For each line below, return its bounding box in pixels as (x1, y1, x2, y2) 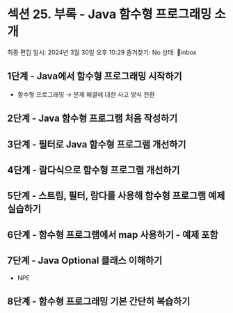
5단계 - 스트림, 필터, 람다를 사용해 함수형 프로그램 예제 (7, 190, 225, 202)
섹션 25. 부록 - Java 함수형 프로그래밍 (7, 6, 212, 22)
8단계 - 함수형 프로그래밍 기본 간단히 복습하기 (7, 295, 191, 307)
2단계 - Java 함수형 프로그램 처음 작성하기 (7, 113, 178, 125)
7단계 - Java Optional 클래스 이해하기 (7, 255, 163, 266)
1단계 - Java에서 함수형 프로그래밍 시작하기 (7, 70, 182, 82)
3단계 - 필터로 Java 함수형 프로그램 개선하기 (7, 138, 186, 150)
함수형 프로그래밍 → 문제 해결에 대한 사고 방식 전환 (17, 90, 155, 98)
